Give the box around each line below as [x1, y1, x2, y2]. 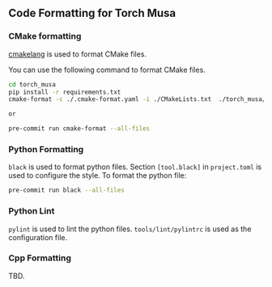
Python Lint [8, 205, 55, 217]
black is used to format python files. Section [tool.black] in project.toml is [8, 162, 261, 172]
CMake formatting [8, 31, 82, 42]
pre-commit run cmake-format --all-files [8, 125, 151, 133]
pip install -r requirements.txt [8, 88, 121, 96]
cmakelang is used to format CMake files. [8, 49, 147, 59]
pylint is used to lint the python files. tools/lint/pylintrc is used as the [8, 224, 252, 234]
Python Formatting [8, 143, 84, 154]
